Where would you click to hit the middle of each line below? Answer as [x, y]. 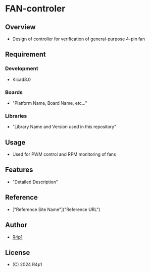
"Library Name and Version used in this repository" [64, 127]
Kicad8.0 [22, 79]
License [18, 252]
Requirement [25, 54]
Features [19, 170]
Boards [14, 92]
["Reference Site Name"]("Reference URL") [56, 209]
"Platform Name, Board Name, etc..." [50, 103]
